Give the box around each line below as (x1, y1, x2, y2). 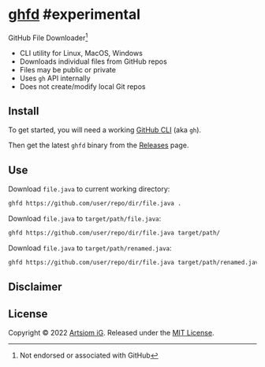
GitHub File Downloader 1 (8, 32, 88, 43)
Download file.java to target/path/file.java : (8, 214, 162, 224)
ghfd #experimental (8, 6, 140, 24)
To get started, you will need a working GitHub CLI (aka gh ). (8, 125, 202, 135)
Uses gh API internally (19, 73, 91, 83)
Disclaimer (8, 280, 62, 294)
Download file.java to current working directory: (8, 184, 170, 194)
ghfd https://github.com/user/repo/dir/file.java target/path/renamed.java (8, 258, 263, 266)
